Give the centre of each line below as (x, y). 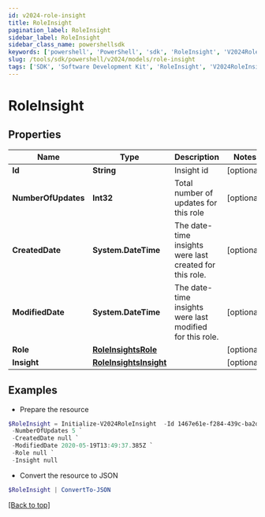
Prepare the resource (54, 409)
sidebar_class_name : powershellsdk (67, 45)
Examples (33, 391)
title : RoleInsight (40, 23)
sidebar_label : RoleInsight (54, 37)
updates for (196, 203)
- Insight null (35, 460)
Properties (35, 135)
